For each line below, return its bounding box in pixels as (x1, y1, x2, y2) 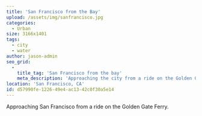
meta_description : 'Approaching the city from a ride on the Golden (17, 75, 192, 81)
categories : (6, 20, 36, 26)
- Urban (11, 25, 31, 32)
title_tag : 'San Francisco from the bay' (17, 70, 122, 76)
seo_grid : (6, 59, 31, 65)
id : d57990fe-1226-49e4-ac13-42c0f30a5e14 (6, 87, 114, 93)
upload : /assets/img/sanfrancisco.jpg (6, 14, 103, 20)
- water (11, 48, 31, 54)
